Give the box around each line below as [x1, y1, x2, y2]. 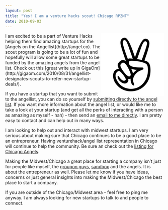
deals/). [5, 81, 21, 87]
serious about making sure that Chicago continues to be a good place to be [5, 133, 162, 139]
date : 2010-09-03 [5, 19, 42, 24]
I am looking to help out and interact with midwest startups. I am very [5, 127, 148, 133]
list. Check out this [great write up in [5, 65, 80, 71]
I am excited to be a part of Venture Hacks [5, 33, 93, 39]
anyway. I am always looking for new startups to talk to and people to [5, 195, 149, 201]
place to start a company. [5, 180, 58, 186]
